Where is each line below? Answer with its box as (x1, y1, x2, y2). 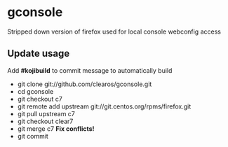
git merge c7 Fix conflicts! (17, 124, 95, 133)
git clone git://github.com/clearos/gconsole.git (17, 80, 152, 88)
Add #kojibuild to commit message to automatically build (7, 66, 173, 74)
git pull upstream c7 (17, 109, 76, 118)
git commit (17, 132, 49, 140)
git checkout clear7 (17, 117, 74, 125)
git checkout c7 (17, 94, 63, 103)
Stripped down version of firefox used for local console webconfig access (7, 27, 221, 36)
